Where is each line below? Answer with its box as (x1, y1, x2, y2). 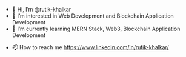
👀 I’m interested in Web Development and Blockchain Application (12, 12, 174, 19)
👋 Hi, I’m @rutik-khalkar (12, 6, 71, 13)
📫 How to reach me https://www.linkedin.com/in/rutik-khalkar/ (12, 44, 170, 51)
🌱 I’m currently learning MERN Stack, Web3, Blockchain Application (12, 25, 181, 32)
